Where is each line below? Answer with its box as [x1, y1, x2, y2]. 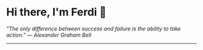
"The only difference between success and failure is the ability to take [6, 25, 181, 32]
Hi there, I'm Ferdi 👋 [6, 5, 107, 19]
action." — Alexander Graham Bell [6, 31, 92, 38]
